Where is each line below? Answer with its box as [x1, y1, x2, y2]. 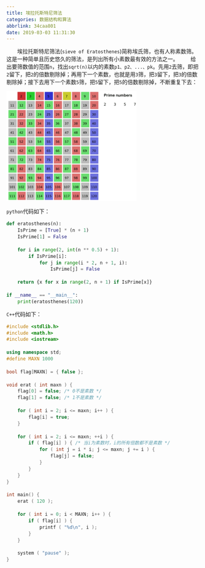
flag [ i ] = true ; [28, 414, 70, 420]
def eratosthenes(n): [6, 221, 62, 227]
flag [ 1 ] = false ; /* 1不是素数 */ [17, 395, 102, 401]
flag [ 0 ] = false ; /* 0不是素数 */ [17, 388, 102, 394]
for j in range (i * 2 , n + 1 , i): [39, 260, 128, 266]
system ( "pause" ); [17, 550, 70, 556]
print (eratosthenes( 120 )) [17, 298, 84, 305]
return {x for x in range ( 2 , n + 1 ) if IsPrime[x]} [17, 279, 152, 286]
